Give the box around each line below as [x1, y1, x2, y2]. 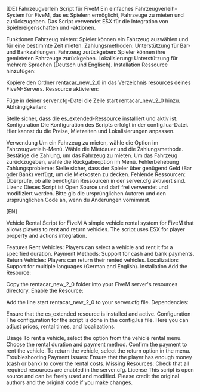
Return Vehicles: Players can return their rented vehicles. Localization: [6, 256, 179, 264]
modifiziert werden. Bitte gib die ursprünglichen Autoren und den [6, 190, 166, 197]
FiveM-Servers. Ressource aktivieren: [6, 85, 99, 92]
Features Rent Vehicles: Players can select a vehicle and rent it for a [6, 244, 173, 250]
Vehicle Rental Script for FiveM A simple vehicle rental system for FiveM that [6, 219, 194, 226]
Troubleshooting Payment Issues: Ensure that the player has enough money [6, 354, 192, 360]
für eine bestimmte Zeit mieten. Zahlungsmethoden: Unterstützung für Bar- [6, 42, 191, 49]
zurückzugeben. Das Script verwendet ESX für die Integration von [6, 18, 168, 24]
